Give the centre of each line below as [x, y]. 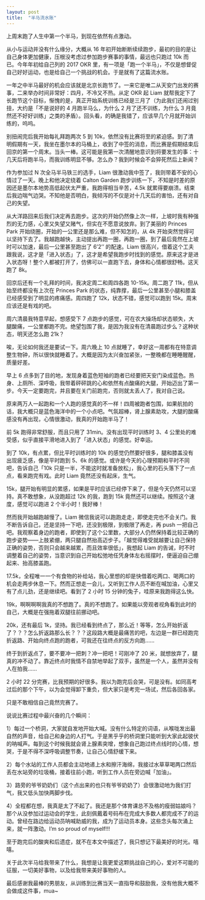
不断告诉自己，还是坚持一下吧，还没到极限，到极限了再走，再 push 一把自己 [102, 524]
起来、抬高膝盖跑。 [31, 563]
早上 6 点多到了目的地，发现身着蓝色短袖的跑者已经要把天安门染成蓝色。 [98, 375]
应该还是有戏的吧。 [31, 305]
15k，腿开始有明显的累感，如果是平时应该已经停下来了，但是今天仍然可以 [99, 488]
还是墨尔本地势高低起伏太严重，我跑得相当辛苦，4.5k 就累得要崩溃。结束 [103, 187]
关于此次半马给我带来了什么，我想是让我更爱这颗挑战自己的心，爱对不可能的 [103, 862]
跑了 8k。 [18, 270]
